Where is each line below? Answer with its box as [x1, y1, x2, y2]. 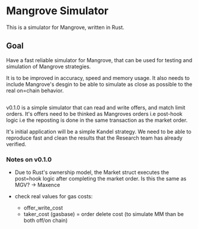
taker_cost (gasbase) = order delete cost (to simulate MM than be [23, 211, 184, 218]
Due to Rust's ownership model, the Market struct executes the [14, 169, 170, 176]
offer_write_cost [23, 204, 63, 211]
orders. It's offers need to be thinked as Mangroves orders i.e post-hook [6, 111, 183, 118]
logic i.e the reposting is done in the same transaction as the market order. [6, 117, 188, 124]
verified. [6, 141, 27, 148]
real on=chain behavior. [6, 87, 64, 94]
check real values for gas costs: [14, 193, 93, 200]
